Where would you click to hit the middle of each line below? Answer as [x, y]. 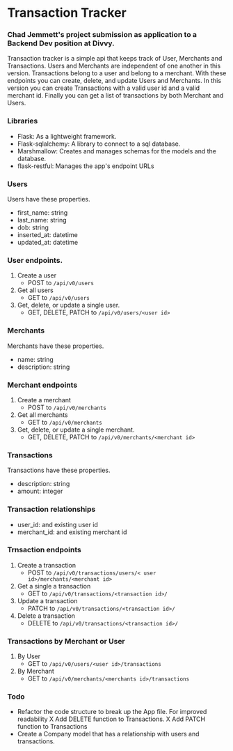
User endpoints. [35, 260]
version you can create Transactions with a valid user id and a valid [104, 88]
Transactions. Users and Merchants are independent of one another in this [114, 66]
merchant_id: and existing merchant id [72, 532]
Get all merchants [42, 415]
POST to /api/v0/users [61, 283]
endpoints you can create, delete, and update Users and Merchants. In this [114, 81]
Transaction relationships [51, 509]
